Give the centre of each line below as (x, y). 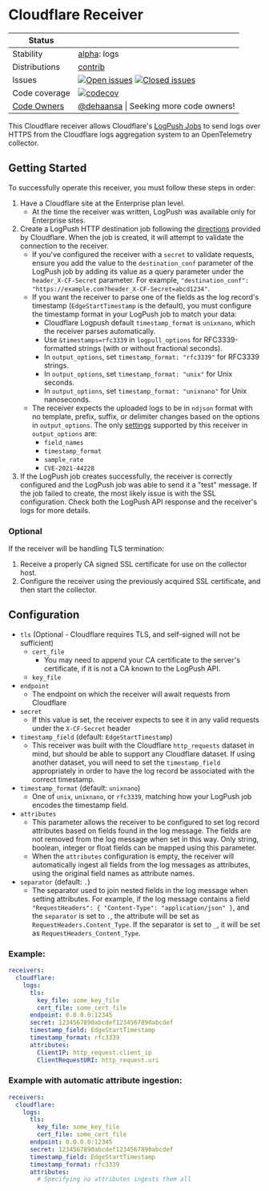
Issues (25, 80)
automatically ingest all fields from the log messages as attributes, (141, 864)
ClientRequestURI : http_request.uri (98, 1060)
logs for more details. (55, 510)
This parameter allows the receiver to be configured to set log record (146, 822)
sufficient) (37, 642)
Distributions (36, 67)
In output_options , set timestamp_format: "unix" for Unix (138, 373)
